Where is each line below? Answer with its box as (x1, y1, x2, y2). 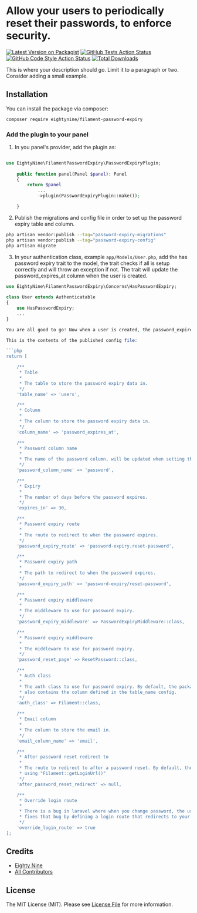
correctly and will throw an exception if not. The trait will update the (14, 266, 178, 273)
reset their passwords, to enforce (6, 16, 172, 30)
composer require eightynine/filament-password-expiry (6, 116, 143, 122)
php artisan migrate (6, 243, 57, 249)
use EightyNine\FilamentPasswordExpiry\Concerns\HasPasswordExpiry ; (6, 283, 177, 289)
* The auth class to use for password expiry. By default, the (19, 683, 177, 690)
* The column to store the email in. (19, 727, 111, 733)
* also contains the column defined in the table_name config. (19, 689, 177, 695)
